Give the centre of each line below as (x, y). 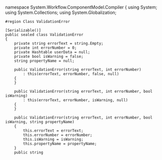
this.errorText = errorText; (53, 131)
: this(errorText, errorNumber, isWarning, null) (76, 100)
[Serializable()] (23, 30)
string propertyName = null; (44, 61)
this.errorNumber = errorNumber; (58, 135)
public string (29, 153)
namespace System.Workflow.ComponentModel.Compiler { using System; (81, 7)
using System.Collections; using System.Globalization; (61, 12)
